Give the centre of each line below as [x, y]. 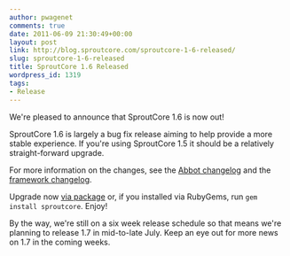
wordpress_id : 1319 [45, 75]
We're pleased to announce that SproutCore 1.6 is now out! [117, 117]
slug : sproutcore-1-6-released [67, 58]
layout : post [33, 42]
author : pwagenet [41, 17]
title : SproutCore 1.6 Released [69, 67]
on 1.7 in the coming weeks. [60, 242]
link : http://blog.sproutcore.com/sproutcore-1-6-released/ [123, 50]
